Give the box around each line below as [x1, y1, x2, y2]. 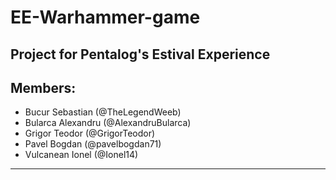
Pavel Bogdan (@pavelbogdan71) [24, 138, 162, 150]
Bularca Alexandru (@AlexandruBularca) [24, 117, 192, 129]
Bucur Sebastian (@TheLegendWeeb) [24, 106, 182, 118]
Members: [10, 79, 77, 96]
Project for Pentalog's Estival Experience [10, 46, 271, 63]
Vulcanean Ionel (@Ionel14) [24, 149, 139, 161]
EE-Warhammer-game [10, 6, 201, 29]
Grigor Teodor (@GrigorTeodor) [24, 127, 156, 140]
